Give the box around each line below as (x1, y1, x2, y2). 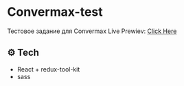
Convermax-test (7, 4, 103, 20)
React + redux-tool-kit (16, 65, 80, 73)
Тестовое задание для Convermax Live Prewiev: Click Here (7, 27, 177, 35)
